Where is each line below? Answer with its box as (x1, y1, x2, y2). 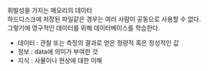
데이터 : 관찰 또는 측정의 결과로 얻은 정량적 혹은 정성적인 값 (17, 39, 180, 47)
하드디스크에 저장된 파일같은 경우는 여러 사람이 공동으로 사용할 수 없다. (7, 15, 201, 23)
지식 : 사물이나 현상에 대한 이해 (17, 56, 102, 65)
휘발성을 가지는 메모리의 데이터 (7, 6, 93, 14)
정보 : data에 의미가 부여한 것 (17, 48, 99, 56)
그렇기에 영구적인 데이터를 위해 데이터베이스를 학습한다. (7, 24, 160, 32)
